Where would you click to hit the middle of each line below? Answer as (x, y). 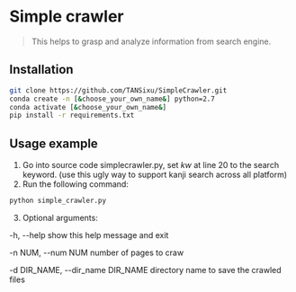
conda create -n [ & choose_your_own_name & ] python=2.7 (112, 99)
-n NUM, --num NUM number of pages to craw (97, 252)
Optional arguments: (60, 217)
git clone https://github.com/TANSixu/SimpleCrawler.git (118, 90)
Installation (41, 70)
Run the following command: (75, 184)
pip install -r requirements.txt (72, 115)
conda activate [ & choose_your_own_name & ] (88, 107)
